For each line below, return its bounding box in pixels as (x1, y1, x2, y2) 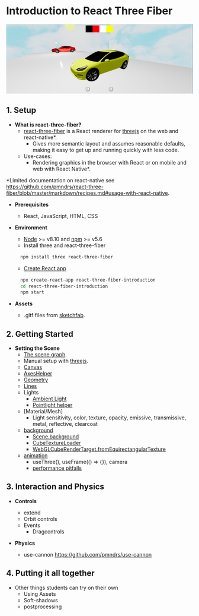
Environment (14, 224, 47, 231)
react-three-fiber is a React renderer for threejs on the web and (23, 127, 179, 134)
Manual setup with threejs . (23, 358, 89, 365)
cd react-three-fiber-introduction (20, 283, 108, 289)
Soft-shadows (23, 596, 58, 604)
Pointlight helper (32, 402, 73, 409)
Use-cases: (23, 153, 52, 160)
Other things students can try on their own (14, 584, 118, 591)
